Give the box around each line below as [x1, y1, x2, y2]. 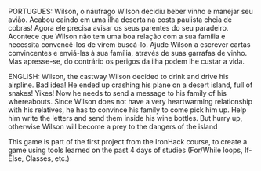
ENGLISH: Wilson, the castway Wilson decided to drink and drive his [8, 72, 229, 81]
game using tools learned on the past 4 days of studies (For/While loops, [8, 145, 243, 155]
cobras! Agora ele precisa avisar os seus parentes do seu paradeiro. [8, 24, 229, 32]
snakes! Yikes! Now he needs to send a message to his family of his [8, 89, 227, 97]
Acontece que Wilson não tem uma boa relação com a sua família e [8, 31, 226, 41]
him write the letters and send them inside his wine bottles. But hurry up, [8, 114, 243, 122]
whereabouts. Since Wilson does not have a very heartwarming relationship [8, 97, 253, 106]
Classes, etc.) [25, 154, 70, 163]
